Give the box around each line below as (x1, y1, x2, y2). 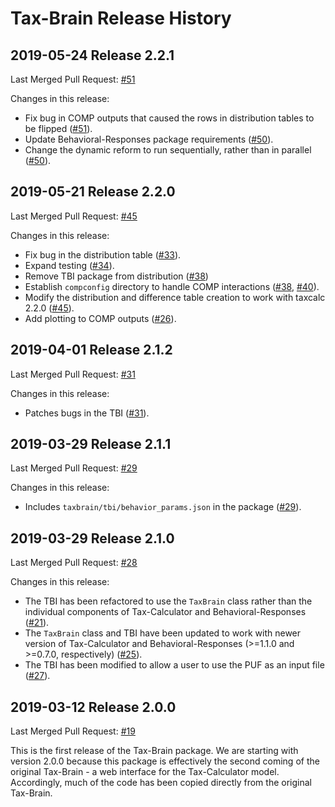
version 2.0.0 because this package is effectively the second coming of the (10, 755, 320, 767)
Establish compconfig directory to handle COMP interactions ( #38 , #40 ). (24, 280, 320, 292)
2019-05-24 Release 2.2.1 (10, 47, 175, 64)
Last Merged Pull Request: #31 (10, 368, 136, 380)
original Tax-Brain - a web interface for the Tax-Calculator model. (10, 766, 280, 778)
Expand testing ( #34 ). (24, 259, 115, 271)
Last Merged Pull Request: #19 (10, 725, 136, 737)
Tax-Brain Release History (10, 7, 232, 30)
